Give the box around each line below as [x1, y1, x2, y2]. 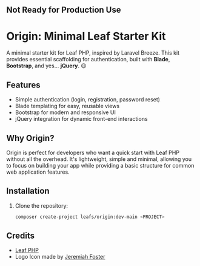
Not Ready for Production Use [6, 5, 121, 15]
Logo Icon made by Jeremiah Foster [15, 253, 105, 261]
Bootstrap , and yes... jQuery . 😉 [6, 62, 87, 69]
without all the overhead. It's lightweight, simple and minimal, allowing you [6, 155, 192, 163]
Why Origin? [6, 133, 55, 143]
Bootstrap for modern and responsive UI [15, 109, 116, 116]
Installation [6, 186, 50, 196]
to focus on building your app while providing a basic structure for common [6, 162, 195, 169]
